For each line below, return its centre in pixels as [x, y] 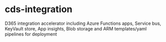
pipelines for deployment [31, 34]
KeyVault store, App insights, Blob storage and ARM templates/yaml [76, 28]
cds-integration [38, 9]
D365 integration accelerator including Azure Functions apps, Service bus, [83, 23]
